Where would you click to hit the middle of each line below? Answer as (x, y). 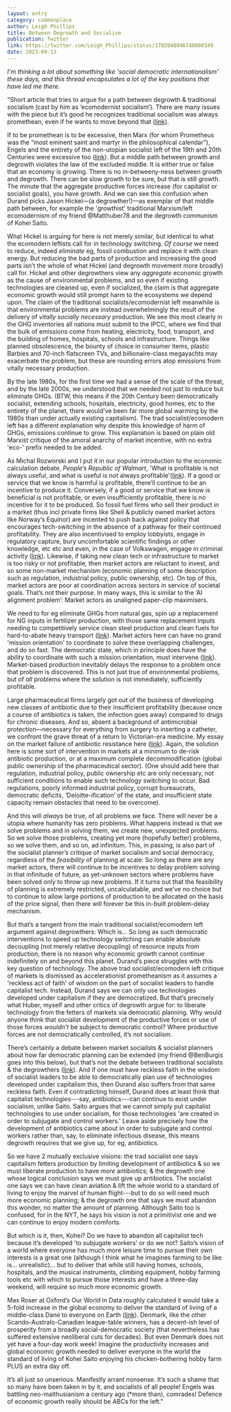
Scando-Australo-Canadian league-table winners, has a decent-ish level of (113, 1322)
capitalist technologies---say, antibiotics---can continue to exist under (107, 1099)
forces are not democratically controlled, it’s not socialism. (90, 1034)
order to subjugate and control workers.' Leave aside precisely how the (108, 1120)
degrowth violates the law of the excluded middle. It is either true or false (111, 164)
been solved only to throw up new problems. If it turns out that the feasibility (115, 881)
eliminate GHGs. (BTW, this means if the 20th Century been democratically (113, 396)
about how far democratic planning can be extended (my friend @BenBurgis (115, 1055)
